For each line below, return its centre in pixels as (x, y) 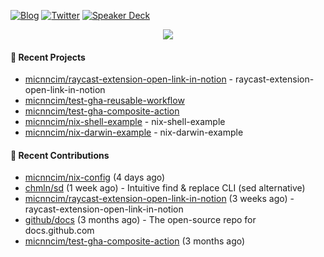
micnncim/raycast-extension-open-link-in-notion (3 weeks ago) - (159, 199)
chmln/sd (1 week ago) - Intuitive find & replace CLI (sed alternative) (165, 188)
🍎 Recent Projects (48, 57)
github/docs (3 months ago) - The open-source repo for (140, 220)
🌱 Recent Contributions (60, 155)
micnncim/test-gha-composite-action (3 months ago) (135, 241)
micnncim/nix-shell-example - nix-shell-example (125, 122)
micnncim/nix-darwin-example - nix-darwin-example (134, 132)
